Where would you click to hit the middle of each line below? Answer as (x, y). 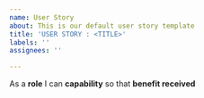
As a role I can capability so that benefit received (102, 84)
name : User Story (42, 17)
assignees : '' (36, 51)
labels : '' (30, 42)
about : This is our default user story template (102, 26)
